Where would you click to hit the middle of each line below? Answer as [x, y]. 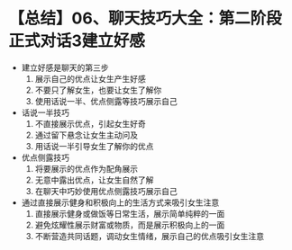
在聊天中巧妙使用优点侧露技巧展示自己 [106, 191]
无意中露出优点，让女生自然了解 [94, 180]
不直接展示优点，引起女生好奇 [90, 123]
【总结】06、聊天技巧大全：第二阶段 [146, 18]
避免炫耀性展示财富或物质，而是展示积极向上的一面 [130, 225]
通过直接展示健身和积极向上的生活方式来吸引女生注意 [120, 202]
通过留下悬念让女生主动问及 [87, 135]
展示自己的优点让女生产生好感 [90, 78]
